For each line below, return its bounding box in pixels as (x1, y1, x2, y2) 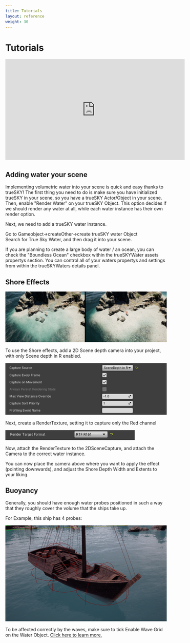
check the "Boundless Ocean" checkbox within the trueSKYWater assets (5, 252, 159, 258)
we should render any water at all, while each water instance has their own (5, 206, 163, 212)
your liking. (5, 471, 29, 477)
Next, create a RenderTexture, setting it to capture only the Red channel (5, 420, 157, 426)
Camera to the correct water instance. (5, 451, 86, 457)
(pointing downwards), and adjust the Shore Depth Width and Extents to (5, 466, 157, 472)
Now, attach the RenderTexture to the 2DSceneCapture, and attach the (5, 445, 155, 451)
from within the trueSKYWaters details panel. (5, 263, 100, 269)
